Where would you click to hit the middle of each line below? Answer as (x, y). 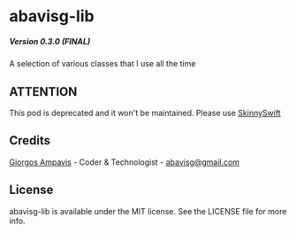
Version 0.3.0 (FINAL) (50, 41)
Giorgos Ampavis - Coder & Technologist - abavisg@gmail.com (125, 162)
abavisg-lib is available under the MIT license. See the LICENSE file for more (148, 211)
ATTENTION (43, 92)
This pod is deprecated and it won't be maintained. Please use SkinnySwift (145, 113)
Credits (30, 140)
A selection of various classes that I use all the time (102, 64)
